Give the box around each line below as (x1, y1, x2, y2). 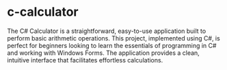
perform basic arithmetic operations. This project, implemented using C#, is (7, 34, 220, 42)
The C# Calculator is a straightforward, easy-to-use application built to (7, 27, 206, 35)
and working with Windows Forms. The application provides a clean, (7, 49, 200, 57)
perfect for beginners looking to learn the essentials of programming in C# (7, 41, 217, 49)
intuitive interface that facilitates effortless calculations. (7, 56, 163, 64)
